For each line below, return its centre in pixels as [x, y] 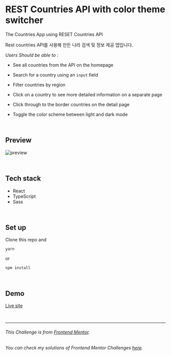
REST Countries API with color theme [85, 9]
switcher [24, 20]
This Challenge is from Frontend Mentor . [48, 332]
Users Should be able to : [32, 55]
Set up [16, 227]
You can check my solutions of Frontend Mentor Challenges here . [74, 348]
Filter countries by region [39, 85]
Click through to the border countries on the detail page [71, 104]
